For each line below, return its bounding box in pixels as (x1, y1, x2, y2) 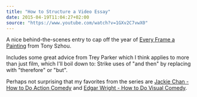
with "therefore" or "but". (6, 67, 67, 74)
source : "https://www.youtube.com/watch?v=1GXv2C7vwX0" (6, 20, 148, 26)
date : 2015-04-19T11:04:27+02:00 (6, 14, 90, 20)
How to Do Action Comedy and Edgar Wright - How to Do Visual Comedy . (6, 85, 187, 92)
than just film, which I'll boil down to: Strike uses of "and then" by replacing (6, 60, 191, 67)
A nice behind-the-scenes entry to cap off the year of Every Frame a (6, 36, 175, 43)
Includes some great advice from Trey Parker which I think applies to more (6, 54, 189, 61)
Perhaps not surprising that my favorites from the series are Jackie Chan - (6, 78, 189, 85)
